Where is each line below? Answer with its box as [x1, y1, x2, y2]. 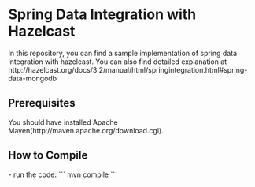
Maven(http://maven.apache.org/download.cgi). [8, 125, 164, 135]
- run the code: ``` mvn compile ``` [8, 170, 118, 179]
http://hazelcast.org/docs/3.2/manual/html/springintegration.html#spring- [8, 65, 248, 74]
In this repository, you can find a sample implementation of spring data [8, 48, 238, 58]
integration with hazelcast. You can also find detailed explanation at [8, 57, 227, 66]
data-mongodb [8, 73, 57, 83]
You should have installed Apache [8, 117, 118, 127]
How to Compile [8, 148, 88, 163]
